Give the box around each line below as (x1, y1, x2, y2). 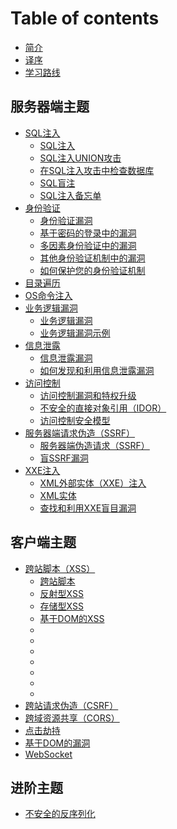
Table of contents (10, 7, 160, 30)
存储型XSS (39, 600, 84, 612)
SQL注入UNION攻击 (39, 152, 122, 164)
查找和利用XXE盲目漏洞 (39, 502, 137, 514)
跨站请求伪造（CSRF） (24, 699, 119, 711)
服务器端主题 (10, 98, 90, 116)
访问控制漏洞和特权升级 (39, 389, 137, 401)
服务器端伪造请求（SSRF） (39, 439, 150, 451)
